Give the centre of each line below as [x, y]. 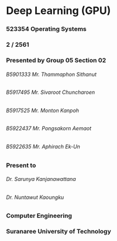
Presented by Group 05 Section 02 [56, 60]
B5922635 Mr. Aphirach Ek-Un [43, 146]
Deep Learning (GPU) [58, 11]
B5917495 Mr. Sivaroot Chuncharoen [51, 92]
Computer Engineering [39, 216]
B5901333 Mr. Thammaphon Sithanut [51, 74]
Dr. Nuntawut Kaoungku [35, 197]
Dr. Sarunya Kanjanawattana [41, 179]
